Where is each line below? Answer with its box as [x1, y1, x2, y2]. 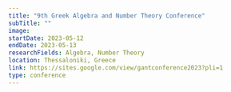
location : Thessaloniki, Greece [8, 57, 116, 65]
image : [8, 26, 30, 34]
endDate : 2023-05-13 [8, 42, 78, 50]
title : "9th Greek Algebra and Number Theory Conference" [8, 11, 205, 20]
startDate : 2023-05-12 [8, 34, 84, 42]
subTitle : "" [8, 19, 52, 27]
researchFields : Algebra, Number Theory [8, 49, 145, 57]
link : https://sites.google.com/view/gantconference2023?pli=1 [8, 64, 224, 72]
